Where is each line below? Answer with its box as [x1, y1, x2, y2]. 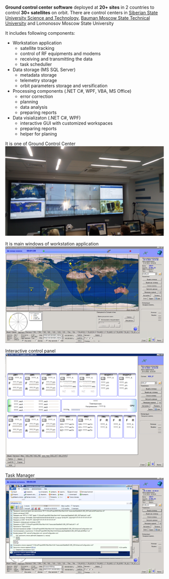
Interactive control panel [5, 348, 56, 354]
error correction [20, 93, 53, 99]
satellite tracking [20, 45, 54, 51]
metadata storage [20, 72, 57, 78]
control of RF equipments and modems [20, 50, 101, 56]
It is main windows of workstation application [5, 240, 99, 246]
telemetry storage [20, 78, 57, 83]
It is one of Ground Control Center [5, 141, 76, 147]
